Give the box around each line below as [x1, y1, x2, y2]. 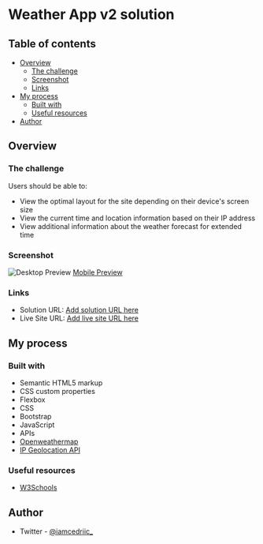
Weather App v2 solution [8, 6, 175, 24]
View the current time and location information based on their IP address [19, 213, 256, 223]
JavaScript [19, 420, 55, 430]
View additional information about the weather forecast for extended [19, 221, 243, 231]
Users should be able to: [8, 181, 88, 190]
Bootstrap [19, 411, 52, 421]
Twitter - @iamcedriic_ [19, 527, 93, 536]
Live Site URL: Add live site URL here [19, 313, 139, 323]
